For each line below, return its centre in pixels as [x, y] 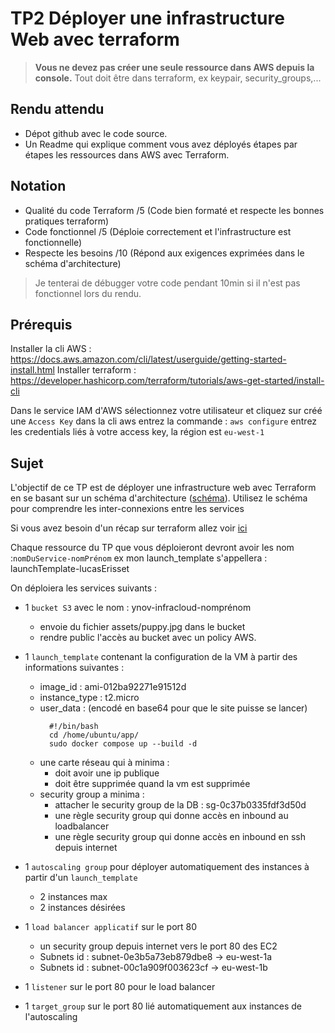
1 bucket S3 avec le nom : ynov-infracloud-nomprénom [138, 608]
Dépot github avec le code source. [96, 133]
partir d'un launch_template [81, 878]
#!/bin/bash [73, 727]
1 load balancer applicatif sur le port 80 [111, 927]
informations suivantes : [74, 668]
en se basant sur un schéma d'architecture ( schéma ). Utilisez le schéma [159, 498]
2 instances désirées [82, 908]
